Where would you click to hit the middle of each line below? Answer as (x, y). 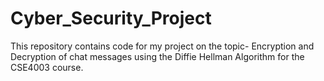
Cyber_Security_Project (111, 18)
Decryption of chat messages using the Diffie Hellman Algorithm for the (157, 56)
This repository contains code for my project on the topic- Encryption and (162, 46)
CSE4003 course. (47, 67)
